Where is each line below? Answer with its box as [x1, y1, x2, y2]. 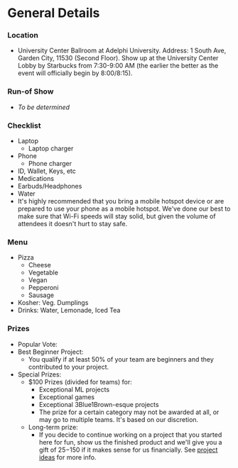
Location [7, 30, 39, 40]
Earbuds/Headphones [17, 182, 82, 191]
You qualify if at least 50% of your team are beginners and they [28, 355, 215, 363]
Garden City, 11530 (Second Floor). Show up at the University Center [17, 54, 219, 62]
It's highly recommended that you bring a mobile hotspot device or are [17, 197, 225, 206]
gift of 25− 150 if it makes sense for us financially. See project [38, 445, 218, 454]
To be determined [17, 103, 70, 111]
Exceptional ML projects [38, 385, 110, 394]
